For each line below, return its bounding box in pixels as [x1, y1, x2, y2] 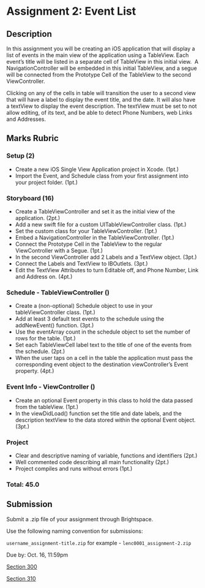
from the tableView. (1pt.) [15, 403, 78, 410]
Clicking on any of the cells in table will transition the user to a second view [6, 90, 196, 96]
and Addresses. [6, 115, 47, 123]
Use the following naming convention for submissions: [6, 527, 143, 535]
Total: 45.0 [6, 480, 40, 489]
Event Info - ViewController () [6, 383, 95, 391]
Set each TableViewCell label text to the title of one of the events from [15, 342, 192, 349]
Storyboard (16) [6, 194, 54, 202]
